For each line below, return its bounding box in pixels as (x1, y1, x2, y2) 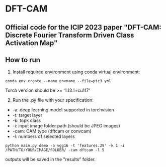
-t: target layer (12, 112, 43, 118)
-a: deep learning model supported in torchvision (12, 107, 114, 113)
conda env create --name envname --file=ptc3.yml (5, 79, 112, 84)
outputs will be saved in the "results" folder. (5, 156, 96, 162)
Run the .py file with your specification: (12, 97, 94, 103)
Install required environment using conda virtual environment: (12, 69, 140, 75)
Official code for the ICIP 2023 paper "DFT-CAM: (5, 23, 162, 32)
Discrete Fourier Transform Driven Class (5, 31, 134, 39)
